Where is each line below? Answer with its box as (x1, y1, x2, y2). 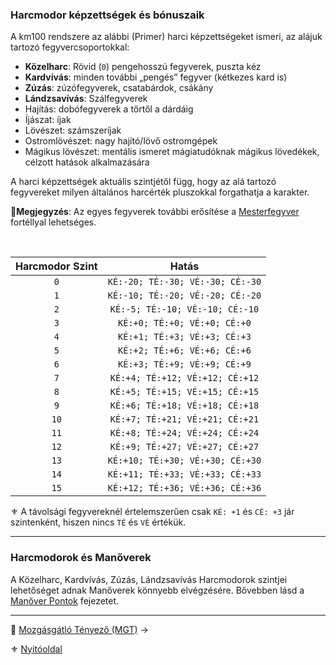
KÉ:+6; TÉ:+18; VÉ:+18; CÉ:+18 (109, 400, 260, 412)
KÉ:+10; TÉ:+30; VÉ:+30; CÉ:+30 (107, 455, 262, 467)
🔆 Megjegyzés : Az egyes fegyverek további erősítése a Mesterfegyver (10, 206, 300, 218)
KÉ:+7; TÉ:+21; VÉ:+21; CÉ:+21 (109, 414, 260, 425)
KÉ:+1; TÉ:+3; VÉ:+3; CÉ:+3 (118, 331, 252, 343)
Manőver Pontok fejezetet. (10, 594, 120, 607)
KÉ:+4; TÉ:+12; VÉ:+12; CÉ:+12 (109, 373, 260, 384)
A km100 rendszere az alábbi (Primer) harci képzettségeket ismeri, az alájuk (10, 31, 323, 43)
